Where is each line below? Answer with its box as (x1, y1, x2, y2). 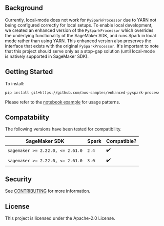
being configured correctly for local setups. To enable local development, (5, 22, 153, 28)
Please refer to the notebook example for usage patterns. (5, 99, 121, 105)
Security (5, 175, 32, 183)
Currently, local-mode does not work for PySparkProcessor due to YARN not (5, 17, 157, 23)
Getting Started (5, 68, 53, 76)
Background (5, 4, 43, 12)
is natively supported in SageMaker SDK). (5, 53, 89, 59)
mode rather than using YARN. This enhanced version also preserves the (5, 38, 151, 44)
